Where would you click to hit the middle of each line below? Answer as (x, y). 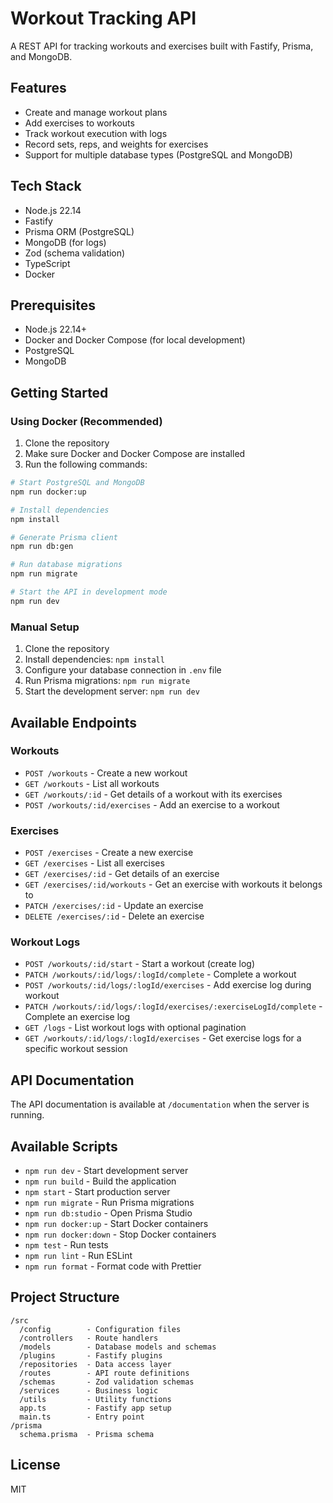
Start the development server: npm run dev (112, 691)
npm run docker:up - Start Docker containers (116, 1224)
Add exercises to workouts (79, 123)
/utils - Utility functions (95, 1399)
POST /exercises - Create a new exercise (109, 853)
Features (38, 88)
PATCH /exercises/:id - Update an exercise (114, 906)
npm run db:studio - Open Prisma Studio (108, 1213)
